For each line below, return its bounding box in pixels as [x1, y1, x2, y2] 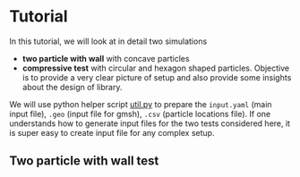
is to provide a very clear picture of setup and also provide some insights [21, 72, 292, 82]
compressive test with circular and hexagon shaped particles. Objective [21, 63, 289, 73]
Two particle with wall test [9, 154, 159, 169]
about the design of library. [21, 81, 123, 92]
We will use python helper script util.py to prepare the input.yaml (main [9, 98, 272, 109]
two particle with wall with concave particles [21, 53, 190, 63]
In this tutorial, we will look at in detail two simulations [9, 36, 208, 46]
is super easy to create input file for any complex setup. [9, 127, 215, 138]
